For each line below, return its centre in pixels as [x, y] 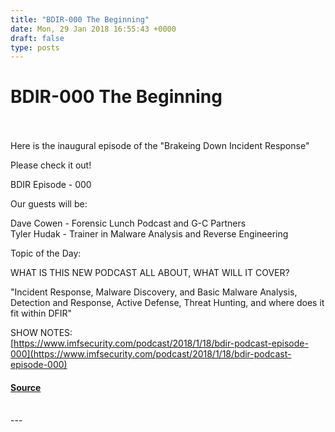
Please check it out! [51, 165]
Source [26, 387]
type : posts [35, 47]
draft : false [37, 38]
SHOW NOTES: [41, 333]
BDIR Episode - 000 [51, 185]
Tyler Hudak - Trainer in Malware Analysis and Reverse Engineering [149, 234]
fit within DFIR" [41, 313]
